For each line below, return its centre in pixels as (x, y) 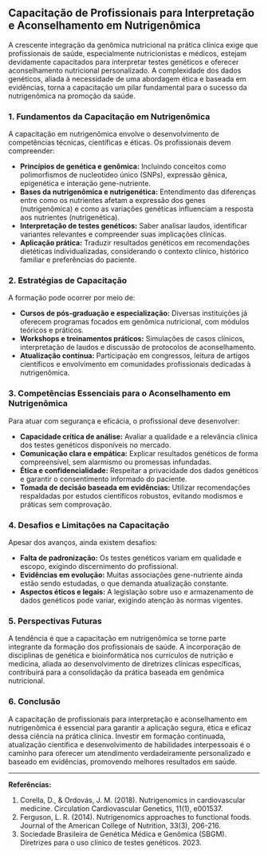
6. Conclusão (35, 702)
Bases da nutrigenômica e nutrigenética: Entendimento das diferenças (138, 192)
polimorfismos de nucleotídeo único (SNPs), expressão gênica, (123, 175)
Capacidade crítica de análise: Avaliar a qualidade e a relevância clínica (138, 436)
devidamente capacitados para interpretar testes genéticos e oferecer (124, 62)
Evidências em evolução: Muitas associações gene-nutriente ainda (131, 575)
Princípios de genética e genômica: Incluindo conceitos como (123, 166)
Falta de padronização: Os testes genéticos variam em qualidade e (130, 558)
